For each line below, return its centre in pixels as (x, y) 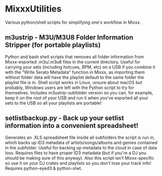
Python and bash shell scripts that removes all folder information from (74, 57)
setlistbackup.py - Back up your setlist (65, 118)
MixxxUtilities (33, 9)
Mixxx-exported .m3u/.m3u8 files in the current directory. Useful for (73, 62)
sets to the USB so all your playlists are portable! (53, 103)
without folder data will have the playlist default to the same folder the (74, 77)
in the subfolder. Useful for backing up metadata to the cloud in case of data (81, 147)
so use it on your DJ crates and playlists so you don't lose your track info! (78, 163)
